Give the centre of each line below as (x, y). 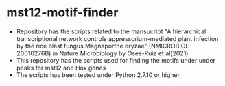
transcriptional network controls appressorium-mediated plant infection (117, 38)
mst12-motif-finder (62, 13)
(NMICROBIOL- (170, 46)
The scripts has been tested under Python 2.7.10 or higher (98, 75)
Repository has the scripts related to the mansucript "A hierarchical (111, 31)
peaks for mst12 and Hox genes (61, 68)
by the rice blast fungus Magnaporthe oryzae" (82, 46)
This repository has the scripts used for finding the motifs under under (116, 60)
